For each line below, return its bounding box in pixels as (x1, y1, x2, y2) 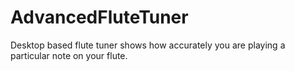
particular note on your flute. (10, 49, 128, 61)
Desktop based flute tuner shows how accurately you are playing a (10, 39, 286, 51)
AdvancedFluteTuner (10, 6, 189, 29)
